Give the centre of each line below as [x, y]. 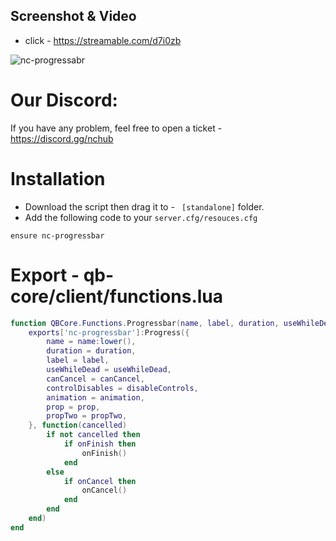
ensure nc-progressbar [57, 235]
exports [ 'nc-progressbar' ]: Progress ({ [109, 332]
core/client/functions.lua [117, 296]
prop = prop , [73, 407]
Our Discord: [64, 100]
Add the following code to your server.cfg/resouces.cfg [141, 217]
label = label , [78, 360]
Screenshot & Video [73, 16]
